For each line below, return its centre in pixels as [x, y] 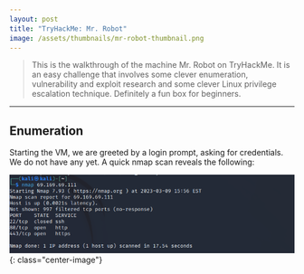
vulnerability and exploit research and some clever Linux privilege [154, 84]
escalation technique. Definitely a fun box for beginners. [136, 94]
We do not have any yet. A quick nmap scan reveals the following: [132, 162]
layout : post [34, 19]
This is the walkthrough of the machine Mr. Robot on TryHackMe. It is [161, 65]
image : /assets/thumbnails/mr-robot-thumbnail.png [107, 38]
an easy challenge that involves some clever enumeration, [140, 75]
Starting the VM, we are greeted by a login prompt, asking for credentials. [146, 153]
